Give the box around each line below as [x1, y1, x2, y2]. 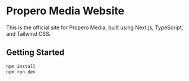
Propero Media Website [6, 4, 125, 18]
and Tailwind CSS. [6, 30, 51, 37]
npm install [6, 63, 36, 69]
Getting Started [6, 48, 65, 58]
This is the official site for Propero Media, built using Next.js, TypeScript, [6, 24, 184, 31]
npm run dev [6, 68, 36, 75]
